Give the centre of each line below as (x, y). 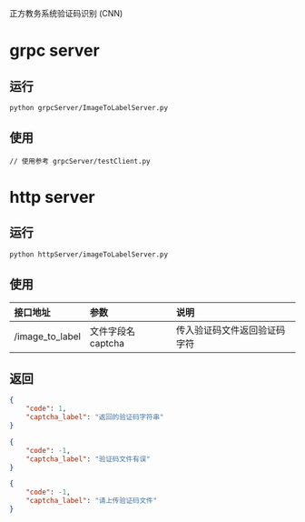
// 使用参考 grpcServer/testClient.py (80, 161)
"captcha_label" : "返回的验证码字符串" (95, 417)
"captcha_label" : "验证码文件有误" (88, 459)
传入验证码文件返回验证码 (231, 330)
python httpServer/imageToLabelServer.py (89, 254)
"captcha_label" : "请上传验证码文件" (91, 501)
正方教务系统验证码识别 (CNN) (66, 13)
